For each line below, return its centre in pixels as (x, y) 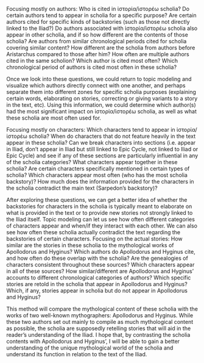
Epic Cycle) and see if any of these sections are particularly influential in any (102, 156)
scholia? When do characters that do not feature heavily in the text (112, 136)
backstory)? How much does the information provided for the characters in (100, 182)
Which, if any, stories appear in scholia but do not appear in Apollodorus (97, 290)
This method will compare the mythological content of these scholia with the (102, 309)
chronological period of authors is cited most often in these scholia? (92, 67)
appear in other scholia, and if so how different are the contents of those (97, 35)
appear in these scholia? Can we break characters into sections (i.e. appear (101, 142)
